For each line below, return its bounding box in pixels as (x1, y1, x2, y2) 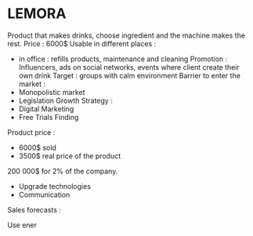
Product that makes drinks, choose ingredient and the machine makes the (7, 31, 246, 40)
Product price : (7, 127, 56, 137)
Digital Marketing (18, 103, 74, 114)
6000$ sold (18, 143, 56, 152)
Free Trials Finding (18, 112, 79, 122)
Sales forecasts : (7, 205, 62, 214)
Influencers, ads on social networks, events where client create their (18, 62, 240, 71)
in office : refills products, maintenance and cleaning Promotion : (18, 54, 228, 64)
